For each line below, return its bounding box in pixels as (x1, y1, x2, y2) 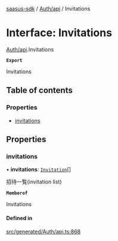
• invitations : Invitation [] (6, 166, 72, 173)
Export (6, 57, 23, 64)
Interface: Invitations (6, 26, 112, 40)
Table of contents (6, 85, 73, 95)
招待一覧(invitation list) (6, 178, 62, 185)
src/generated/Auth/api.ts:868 (6, 228, 81, 235)
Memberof (6, 190, 28, 197)
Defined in (6, 214, 33, 221)
